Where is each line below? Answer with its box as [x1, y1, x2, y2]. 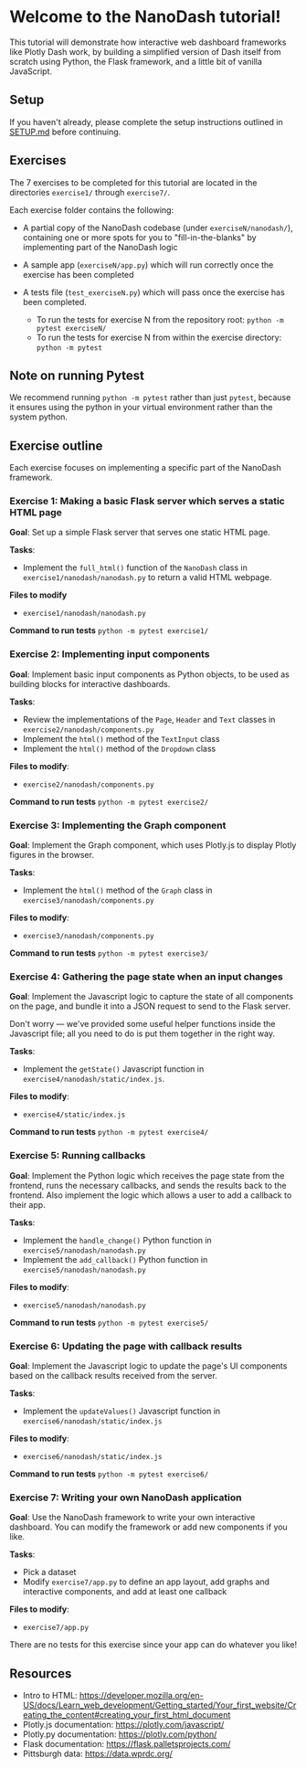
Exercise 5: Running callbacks [9, 1149, 146, 1162]
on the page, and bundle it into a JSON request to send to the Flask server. [9, 1000, 290, 1011]
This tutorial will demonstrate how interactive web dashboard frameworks [9, 37, 287, 48]
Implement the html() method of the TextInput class [22, 733, 221, 744]
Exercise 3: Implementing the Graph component [9, 819, 227, 831]
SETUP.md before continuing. [9, 126, 121, 137]
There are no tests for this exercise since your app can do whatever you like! [9, 1639, 298, 1650]
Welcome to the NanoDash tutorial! [9, 6, 281, 27]
